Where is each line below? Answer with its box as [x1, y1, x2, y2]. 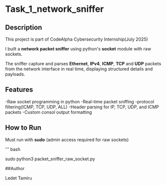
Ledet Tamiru [5, 175, 32, 181]
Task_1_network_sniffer [5, 3, 104, 15]
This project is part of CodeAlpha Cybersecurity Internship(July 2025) [5, 36, 148, 42]
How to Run [5, 124, 42, 132]
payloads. [5, 71, 26, 77]
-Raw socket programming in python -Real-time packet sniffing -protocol [5, 98, 155, 104]
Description [5, 23, 42, 32]
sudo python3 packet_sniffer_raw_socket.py [5, 156, 95, 162]
